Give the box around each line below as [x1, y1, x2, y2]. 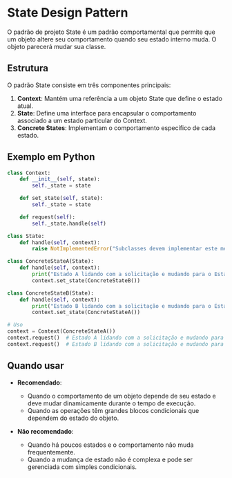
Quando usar [7, 360, 64, 371]
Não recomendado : [17, 427, 74, 435]
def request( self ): [19, 213, 76, 221]
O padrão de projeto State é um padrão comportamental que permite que [7, 28, 216, 36]
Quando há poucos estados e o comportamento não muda [27, 441, 194, 449]
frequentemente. [27, 448, 76, 456]
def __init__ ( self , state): [19, 176, 100, 183]
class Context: [7, 169, 51, 176]
